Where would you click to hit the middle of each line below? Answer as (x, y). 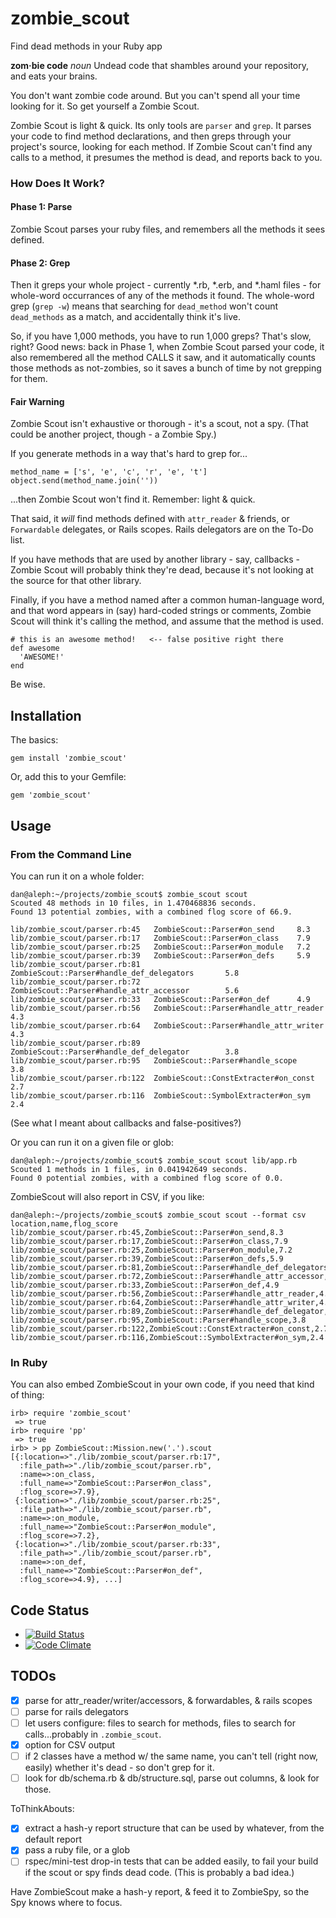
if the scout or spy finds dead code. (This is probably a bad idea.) (159, 1873)
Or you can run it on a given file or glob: (92, 1142)
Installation (46, 715)
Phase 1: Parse (41, 207)
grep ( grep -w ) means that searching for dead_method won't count (144, 306)
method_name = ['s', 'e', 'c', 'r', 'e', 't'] (109, 472)
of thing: (27, 1395)
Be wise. (28, 684)
